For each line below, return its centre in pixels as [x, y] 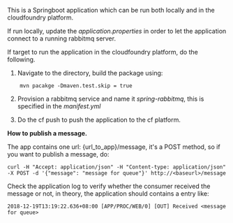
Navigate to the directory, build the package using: [90, 73]
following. [21, 59]
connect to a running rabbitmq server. [62, 38]
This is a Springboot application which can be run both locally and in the [111, 10]
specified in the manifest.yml [59, 106]
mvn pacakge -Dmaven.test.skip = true [76, 86]
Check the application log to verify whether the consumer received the [109, 186]
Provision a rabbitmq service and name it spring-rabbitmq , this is [111, 99]
